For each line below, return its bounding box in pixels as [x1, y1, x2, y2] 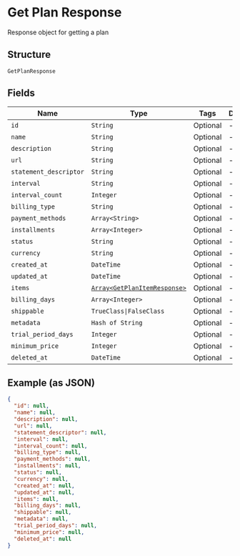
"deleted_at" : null [14, 535, 72, 542]
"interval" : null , [14, 435, 69, 443]
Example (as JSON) [7, 377, 95, 389]
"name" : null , [14, 409, 56, 417]
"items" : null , [14, 495, 59, 502]
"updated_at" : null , [14, 489, 75, 496]
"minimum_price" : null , [14, 528, 84, 536]
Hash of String [91, 319, 143, 327]
